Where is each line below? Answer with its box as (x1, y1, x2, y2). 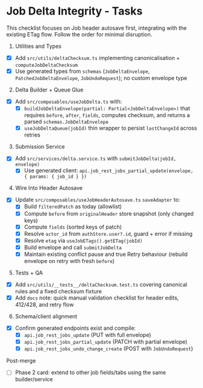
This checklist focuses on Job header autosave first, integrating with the (6, 24, 187, 32)
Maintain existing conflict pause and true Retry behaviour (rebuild (24, 250, 188, 258)
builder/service (15, 376, 53, 383)
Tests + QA (15, 269, 44, 276)
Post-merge (6, 357, 36, 364)
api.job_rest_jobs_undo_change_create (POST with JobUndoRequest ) (24, 345, 193, 352)
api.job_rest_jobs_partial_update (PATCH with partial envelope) (24, 338, 188, 346)
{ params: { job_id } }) (24, 174, 87, 180)
